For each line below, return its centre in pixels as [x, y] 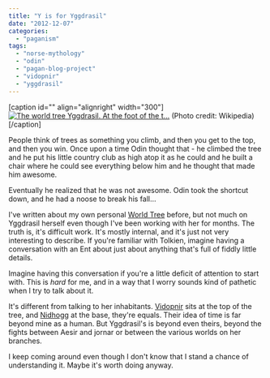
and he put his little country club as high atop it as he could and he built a [131, 157]
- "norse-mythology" [50, 54]
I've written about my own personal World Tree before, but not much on [128, 214]
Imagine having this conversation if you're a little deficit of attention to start [134, 273]
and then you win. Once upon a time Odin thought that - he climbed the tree [135, 148]
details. [21, 257]
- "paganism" [38, 39]
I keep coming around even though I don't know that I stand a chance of [129, 356]
